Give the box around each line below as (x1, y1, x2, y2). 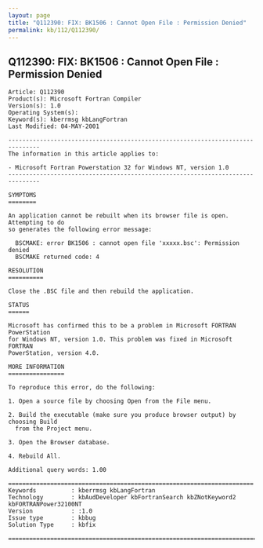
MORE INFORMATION (8, 363, 65, 371)
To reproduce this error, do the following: (8, 384, 156, 392)
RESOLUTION (8, 267, 44, 275)
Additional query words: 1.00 (8, 466, 107, 474)
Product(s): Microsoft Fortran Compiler (8, 95, 142, 103)
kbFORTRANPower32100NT (8, 500, 82, 509)
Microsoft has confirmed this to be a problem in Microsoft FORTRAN (8, 322, 236, 330)
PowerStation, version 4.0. (8, 349, 100, 357)
